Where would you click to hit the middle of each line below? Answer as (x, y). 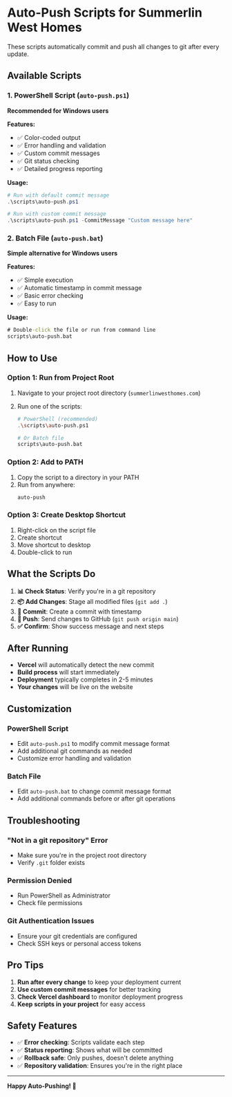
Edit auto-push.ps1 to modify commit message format (94, 744)
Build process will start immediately (68, 672)
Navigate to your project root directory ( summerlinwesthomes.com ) (109, 393)
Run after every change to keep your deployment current (99, 982)
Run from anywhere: (46, 484)
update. (18, 54)
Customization (40, 709)
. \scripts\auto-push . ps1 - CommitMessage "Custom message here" (100, 221)
